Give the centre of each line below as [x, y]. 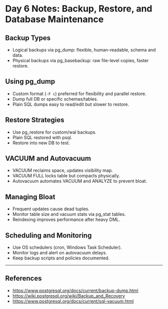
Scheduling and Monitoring [48, 235]
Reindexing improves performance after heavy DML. [66, 220]
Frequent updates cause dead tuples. [51, 209]
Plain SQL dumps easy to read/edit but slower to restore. [71, 104]
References [23, 278]
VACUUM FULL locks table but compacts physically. [66, 176]
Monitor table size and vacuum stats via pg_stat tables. [69, 214]
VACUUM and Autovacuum [48, 159]
